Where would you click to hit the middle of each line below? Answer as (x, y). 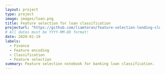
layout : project (22, 9)
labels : (13, 41)
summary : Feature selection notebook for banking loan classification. (80, 64)
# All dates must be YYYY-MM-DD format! (47, 32)
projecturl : (17, 28)
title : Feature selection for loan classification (58, 23)
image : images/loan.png (29, 18)
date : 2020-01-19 (23, 37)
